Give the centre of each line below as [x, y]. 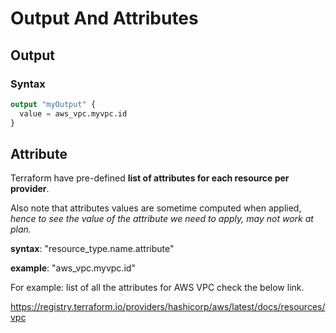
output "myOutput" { [53, 104]
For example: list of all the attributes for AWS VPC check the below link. [157, 288]
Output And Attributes [104, 18]
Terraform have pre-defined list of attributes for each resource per [150, 178]
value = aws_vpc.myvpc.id [73, 113]
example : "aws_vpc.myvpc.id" [73, 268]
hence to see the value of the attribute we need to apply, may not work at [162, 219]
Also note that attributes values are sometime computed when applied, [156, 208]
